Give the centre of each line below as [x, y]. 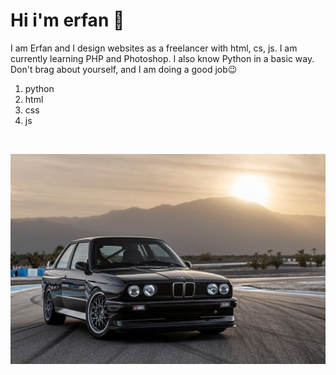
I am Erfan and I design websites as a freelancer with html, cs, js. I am [154, 48]
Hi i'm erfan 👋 [67, 20]
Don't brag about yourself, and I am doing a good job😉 [124, 69]
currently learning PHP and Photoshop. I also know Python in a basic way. [162, 58]
